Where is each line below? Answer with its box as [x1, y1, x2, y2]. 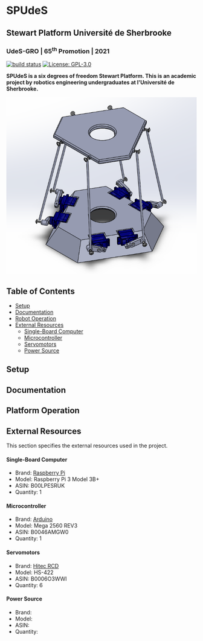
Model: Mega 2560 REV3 [14, 522, 78, 529]
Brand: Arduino [14, 515, 53, 523]
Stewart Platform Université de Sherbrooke [6, 28, 172, 38]
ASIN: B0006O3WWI [14, 575, 68, 582]
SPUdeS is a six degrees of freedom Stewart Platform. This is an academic [6, 72, 196, 80]
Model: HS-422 [14, 569, 54, 576]
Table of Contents [6, 286, 76, 296]
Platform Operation [6, 406, 80, 416]
